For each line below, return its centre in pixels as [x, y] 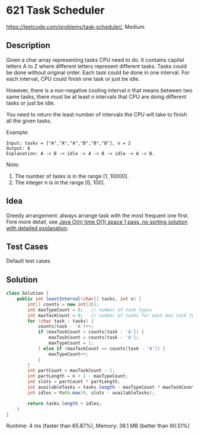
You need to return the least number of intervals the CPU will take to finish [97, 114]
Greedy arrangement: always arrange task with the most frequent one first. [98, 215]
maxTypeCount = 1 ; [71, 343]
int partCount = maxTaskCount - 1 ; [71, 371]
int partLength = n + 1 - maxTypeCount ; [78, 376]
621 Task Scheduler [55, 10]
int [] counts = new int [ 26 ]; [63, 304]
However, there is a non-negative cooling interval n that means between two [99, 90]
